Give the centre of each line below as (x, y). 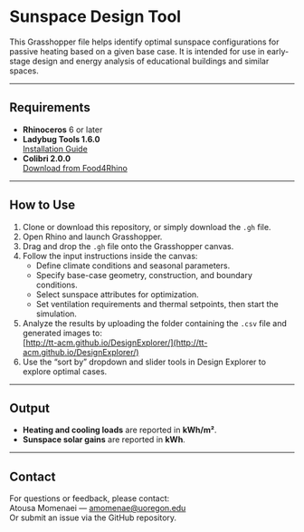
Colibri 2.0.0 (46, 158)
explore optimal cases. (65, 371)
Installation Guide (55, 149)
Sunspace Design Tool (95, 17)
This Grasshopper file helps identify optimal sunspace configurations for (144, 42)
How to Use (43, 205)
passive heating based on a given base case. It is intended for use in (137, 51)
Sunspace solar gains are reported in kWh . (104, 440)
